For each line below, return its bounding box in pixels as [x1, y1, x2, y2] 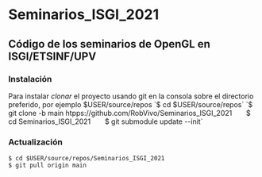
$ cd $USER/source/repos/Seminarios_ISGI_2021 [8, 155, 165, 163]
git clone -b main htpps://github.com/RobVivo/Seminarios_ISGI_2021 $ [8, 108, 252, 117]
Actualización [8, 137, 64, 148]
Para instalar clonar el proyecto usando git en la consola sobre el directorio [8, 91, 254, 101]
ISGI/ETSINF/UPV [8, 49, 97, 63]
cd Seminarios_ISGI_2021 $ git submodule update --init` [8, 117, 203, 126]
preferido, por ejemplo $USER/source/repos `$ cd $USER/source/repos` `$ [8, 99, 253, 109]
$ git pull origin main [8, 161, 87, 170]
